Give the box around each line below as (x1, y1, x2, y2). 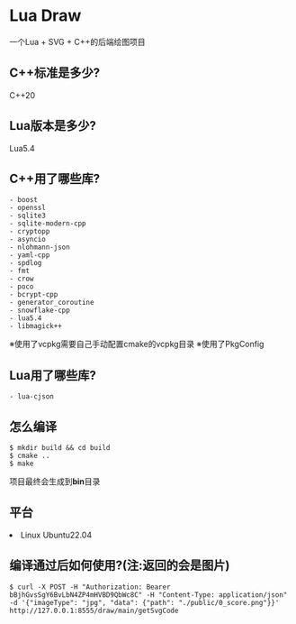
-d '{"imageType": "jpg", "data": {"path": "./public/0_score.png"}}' (9, 598, 280, 607)
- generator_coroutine (9, 298, 94, 307)
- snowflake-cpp (9, 306, 70, 316)
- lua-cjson (9, 392, 54, 401)
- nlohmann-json (9, 243, 70, 252)
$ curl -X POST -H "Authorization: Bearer (9, 583, 171, 592)
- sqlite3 (9, 211, 47, 221)
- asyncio (9, 235, 47, 244)
